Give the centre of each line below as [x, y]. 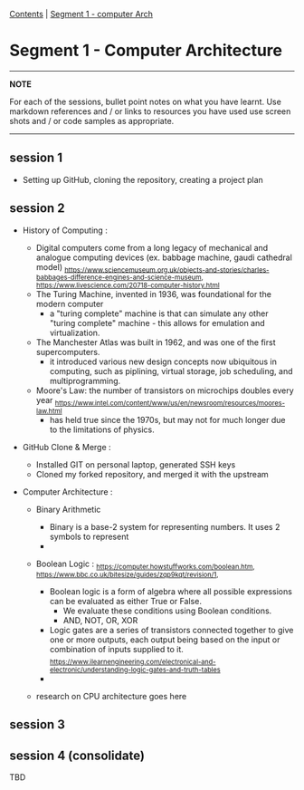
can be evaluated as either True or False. [125, 601]
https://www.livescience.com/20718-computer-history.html [128, 285]
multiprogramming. [85, 381]
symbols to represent [89, 537]
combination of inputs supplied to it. [116, 649]
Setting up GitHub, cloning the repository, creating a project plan [143, 179]
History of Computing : [65, 230]
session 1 [36, 158]
